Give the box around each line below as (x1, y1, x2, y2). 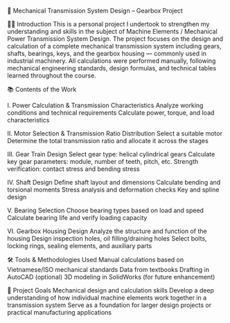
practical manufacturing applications (7, 308, 112, 316)
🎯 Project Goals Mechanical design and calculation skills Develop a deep (7, 286, 215, 294)
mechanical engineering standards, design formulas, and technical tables (7, 64, 217, 72)
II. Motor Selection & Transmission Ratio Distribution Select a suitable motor (7, 129, 223, 138)
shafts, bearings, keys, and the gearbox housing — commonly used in (7, 49, 206, 57)
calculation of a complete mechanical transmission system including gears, (7, 42, 222, 50)
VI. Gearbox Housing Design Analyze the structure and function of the (7, 227, 207, 235)
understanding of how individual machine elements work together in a (7, 294, 207, 302)
